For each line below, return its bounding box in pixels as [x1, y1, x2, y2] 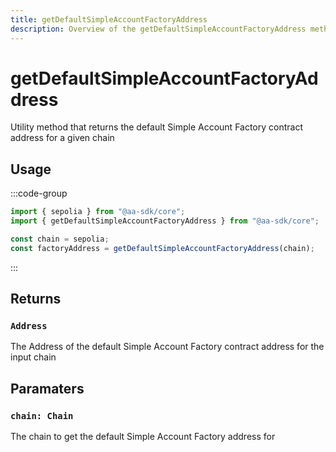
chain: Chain [10, 410, 74, 421]
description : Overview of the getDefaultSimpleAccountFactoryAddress [10, 24, 307, 34]
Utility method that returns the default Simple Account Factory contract [10, 121, 303, 133]
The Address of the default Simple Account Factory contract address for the [10, 341, 325, 353]
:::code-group [10, 187, 68, 200]
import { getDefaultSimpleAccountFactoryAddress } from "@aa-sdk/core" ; [10, 216, 320, 226]
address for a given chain [10, 132, 115, 144]
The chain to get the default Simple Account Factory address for [10, 431, 276, 443]
